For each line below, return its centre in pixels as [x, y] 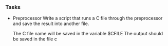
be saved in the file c [35, 39]
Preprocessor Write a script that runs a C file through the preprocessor [88, 18]
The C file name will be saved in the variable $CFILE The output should [88, 34]
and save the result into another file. [51, 24]
